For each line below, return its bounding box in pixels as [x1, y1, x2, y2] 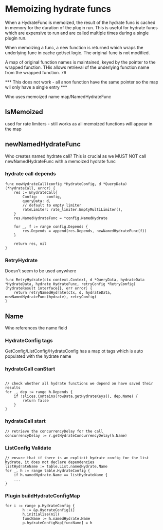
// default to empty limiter [22, 203, 82, 208]
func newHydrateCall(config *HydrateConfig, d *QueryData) [5, 182, 127, 186]
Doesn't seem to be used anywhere [5, 268, 76, 274]
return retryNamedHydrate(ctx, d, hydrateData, [14, 290, 112, 295]
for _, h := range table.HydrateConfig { [5, 469, 91, 473]
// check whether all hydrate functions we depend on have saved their [5, 381, 153, 386]
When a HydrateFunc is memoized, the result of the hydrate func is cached [5, 20, 156, 25]
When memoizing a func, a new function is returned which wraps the [5, 44, 144, 50]
